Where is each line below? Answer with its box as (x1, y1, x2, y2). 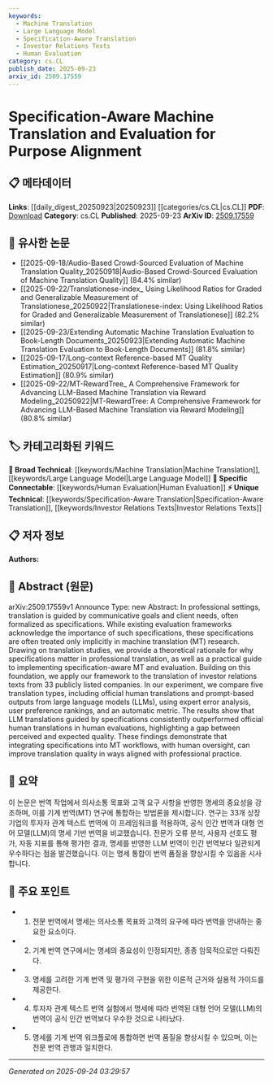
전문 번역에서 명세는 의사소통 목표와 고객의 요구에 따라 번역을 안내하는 (32, 916, 254, 926)
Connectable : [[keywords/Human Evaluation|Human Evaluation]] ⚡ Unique (8, 483, 259, 493)
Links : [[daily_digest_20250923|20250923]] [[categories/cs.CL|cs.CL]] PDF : (8, 202, 265, 211)
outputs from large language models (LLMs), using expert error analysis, (8, 697, 251, 707)
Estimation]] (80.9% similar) (19, 371, 115, 381)
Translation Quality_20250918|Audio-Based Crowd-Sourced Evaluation (19, 267, 258, 276)
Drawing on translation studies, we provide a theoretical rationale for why (8, 645, 253, 655)
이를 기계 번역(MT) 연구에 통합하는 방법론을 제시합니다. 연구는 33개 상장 (32, 807, 261, 817)
